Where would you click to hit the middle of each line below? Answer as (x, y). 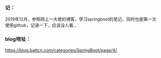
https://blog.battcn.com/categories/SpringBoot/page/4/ (61, 50)
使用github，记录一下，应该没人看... (41, 25)
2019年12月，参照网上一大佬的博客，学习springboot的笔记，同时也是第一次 (81, 19)
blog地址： (18, 39)
